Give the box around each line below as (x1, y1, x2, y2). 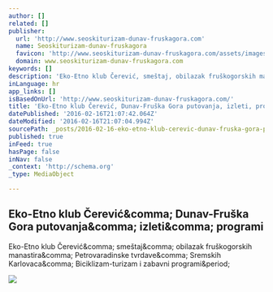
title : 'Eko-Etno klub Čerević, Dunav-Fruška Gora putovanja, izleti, (8, 102, 253, 110)
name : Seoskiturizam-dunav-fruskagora (15, 42, 148, 50)
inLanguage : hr (8, 79, 60, 88)
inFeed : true (8, 140, 53, 148)
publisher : (8, 27, 45, 35)
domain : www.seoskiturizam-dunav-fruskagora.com (15, 58, 184, 66)
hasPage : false (8, 148, 60, 156)
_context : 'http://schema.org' (8, 163, 115, 171)
